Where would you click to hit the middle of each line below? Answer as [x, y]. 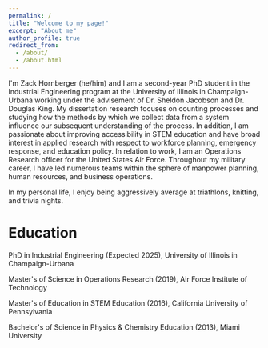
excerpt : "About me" [43, 30]
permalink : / [30, 16]
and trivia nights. [36, 200]
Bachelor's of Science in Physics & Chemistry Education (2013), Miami [124, 327]
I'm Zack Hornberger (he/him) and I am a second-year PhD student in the [129, 83]
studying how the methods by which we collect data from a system [119, 117]
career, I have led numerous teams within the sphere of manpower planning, [134, 168]
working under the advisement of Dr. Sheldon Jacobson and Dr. [140, 100]
